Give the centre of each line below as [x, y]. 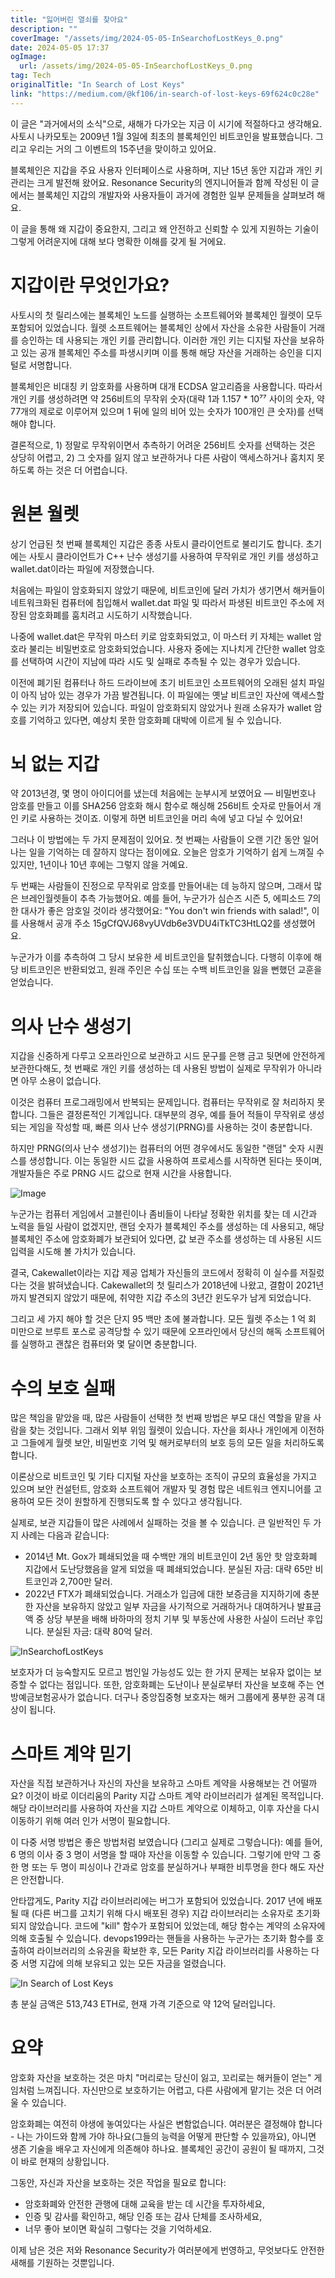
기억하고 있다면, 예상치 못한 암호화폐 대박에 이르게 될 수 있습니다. [155, 720]
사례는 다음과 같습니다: [65, 1535]
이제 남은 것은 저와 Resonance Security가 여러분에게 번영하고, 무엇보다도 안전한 [167, 2250]
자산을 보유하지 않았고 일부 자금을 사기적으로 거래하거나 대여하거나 [165, 1607]
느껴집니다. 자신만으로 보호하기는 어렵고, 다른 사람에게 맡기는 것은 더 [170, 2090]
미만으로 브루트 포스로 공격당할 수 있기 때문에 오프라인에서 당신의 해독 [146, 1332]
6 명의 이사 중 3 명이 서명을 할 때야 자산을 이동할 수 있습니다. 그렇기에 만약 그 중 [166, 1855]
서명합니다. [50, 365]
